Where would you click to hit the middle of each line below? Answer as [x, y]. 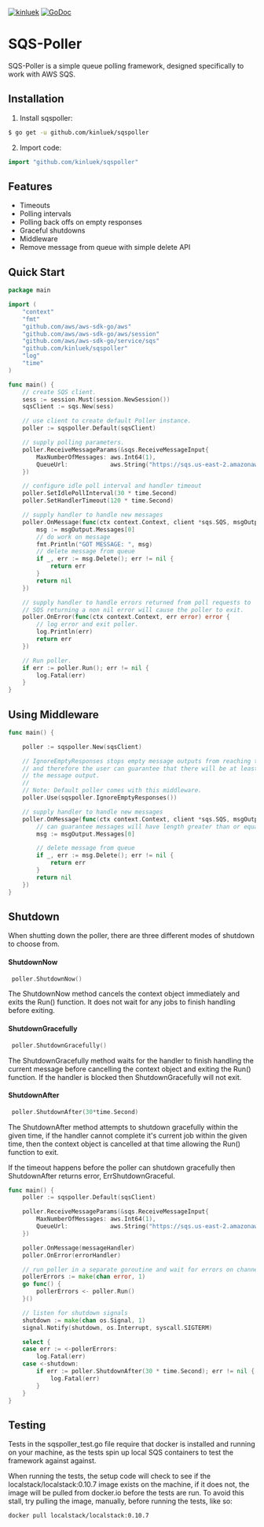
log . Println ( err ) [64, 632]
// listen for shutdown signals [75, 1313]
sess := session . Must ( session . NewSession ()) [96, 399]
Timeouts [35, 206]
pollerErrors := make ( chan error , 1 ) [84, 1277]
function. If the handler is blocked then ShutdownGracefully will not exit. [125, 1077]
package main [29, 291]
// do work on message [73, 537]
